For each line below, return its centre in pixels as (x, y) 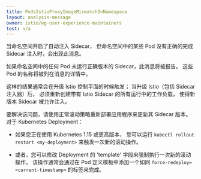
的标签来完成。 (86, 170)
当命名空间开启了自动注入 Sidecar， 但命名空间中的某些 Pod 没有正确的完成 (100, 46)
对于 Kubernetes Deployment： (45, 122)
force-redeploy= (172, 163)
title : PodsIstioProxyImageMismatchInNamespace (67, 12)
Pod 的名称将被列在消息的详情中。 (49, 74)
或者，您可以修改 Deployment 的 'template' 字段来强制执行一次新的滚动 (103, 155)
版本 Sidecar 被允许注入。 (38, 102)
